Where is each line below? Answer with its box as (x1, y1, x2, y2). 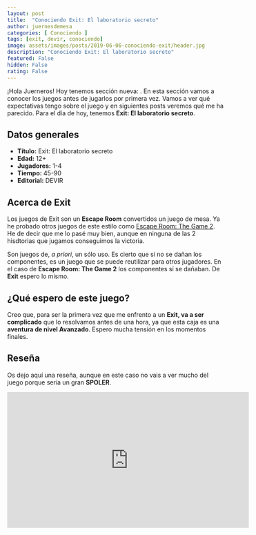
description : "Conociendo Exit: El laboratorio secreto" (7, 49, 175, 56)
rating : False (7, 68, 48, 75)
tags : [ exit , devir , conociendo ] (7, 36, 104, 43)
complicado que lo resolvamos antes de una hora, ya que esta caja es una (7, 318, 219, 326)
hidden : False (7, 61, 48, 68)
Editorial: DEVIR (17, 177, 63, 185)
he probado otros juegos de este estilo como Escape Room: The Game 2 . (7, 222, 215, 231)
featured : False (7, 55, 54, 62)
